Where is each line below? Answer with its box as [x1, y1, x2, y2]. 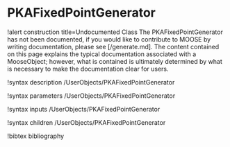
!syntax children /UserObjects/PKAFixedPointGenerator [7, 118, 166, 126]
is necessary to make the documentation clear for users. [7, 64, 169, 73]
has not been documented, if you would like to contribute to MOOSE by [7, 35, 211, 43]
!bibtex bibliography [7, 132, 65, 140]
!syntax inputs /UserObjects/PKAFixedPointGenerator [7, 105, 161, 113]
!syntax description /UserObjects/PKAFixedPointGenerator [7, 78, 175, 86]
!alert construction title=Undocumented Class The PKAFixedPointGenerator [7, 28, 224, 36]
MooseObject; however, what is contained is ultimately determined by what [7, 57, 222, 65]
